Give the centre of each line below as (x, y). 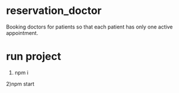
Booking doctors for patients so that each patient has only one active (89, 27)
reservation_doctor (54, 11)
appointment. (22, 33)
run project (34, 57)
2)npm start (20, 84)
